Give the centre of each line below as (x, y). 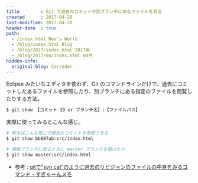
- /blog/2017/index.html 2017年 (51, 50)
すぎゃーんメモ (54, 174)
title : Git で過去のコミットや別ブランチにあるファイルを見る (84, 12)
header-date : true (32, 28)
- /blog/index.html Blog (42, 45)
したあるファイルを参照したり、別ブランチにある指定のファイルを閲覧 (102, 91)
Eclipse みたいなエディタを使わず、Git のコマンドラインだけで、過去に (92, 84)
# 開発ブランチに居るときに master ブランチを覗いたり (66, 149)
